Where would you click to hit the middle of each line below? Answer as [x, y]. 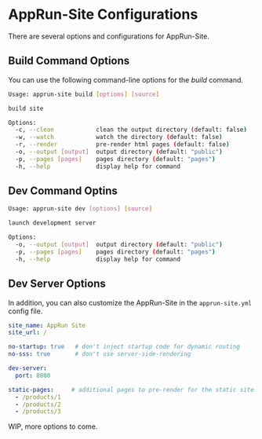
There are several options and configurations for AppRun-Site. [109, 36]
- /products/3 [38, 412]
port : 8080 [33, 375]
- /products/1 [38, 397]
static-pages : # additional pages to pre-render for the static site [131, 390]
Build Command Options [69, 61]
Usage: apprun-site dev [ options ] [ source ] [80, 209]
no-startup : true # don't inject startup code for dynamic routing [124, 347]
